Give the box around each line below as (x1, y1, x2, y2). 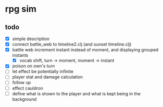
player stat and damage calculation (12, 74, 83, 80)
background (12, 96, 37, 102)
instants (12, 52, 28, 58)
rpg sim (5, 3, 37, 15)
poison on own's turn (12, 63, 55, 69)
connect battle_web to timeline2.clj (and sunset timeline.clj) (12, 42, 132, 47)
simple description (12, 36, 50, 42)
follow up (12, 80, 31, 86)
